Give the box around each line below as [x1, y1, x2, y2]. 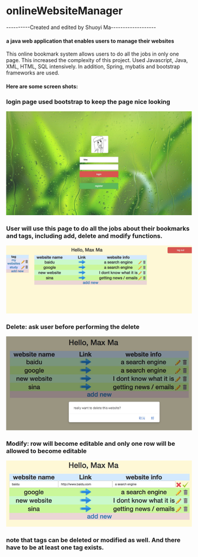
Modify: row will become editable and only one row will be [6, 439, 176, 448]
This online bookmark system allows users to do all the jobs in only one [6, 50, 179, 57]
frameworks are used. [6, 69, 60, 76]
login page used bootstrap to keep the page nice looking [6, 98, 171, 106]
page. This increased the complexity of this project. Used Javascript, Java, [6, 57, 188, 64]
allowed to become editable [6, 447, 87, 455]
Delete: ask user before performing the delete [6, 322, 140, 331]
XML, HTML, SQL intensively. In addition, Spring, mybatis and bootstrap [6, 63, 180, 70]
